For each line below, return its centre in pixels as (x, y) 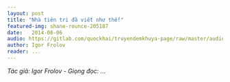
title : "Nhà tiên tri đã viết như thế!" (66, 20)
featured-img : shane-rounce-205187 (58, 26)
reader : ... (24, 52)
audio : (16, 39)
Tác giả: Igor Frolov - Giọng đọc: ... (56, 71)
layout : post (26, 13)
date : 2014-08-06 (35, 32)
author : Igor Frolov (37, 45)
